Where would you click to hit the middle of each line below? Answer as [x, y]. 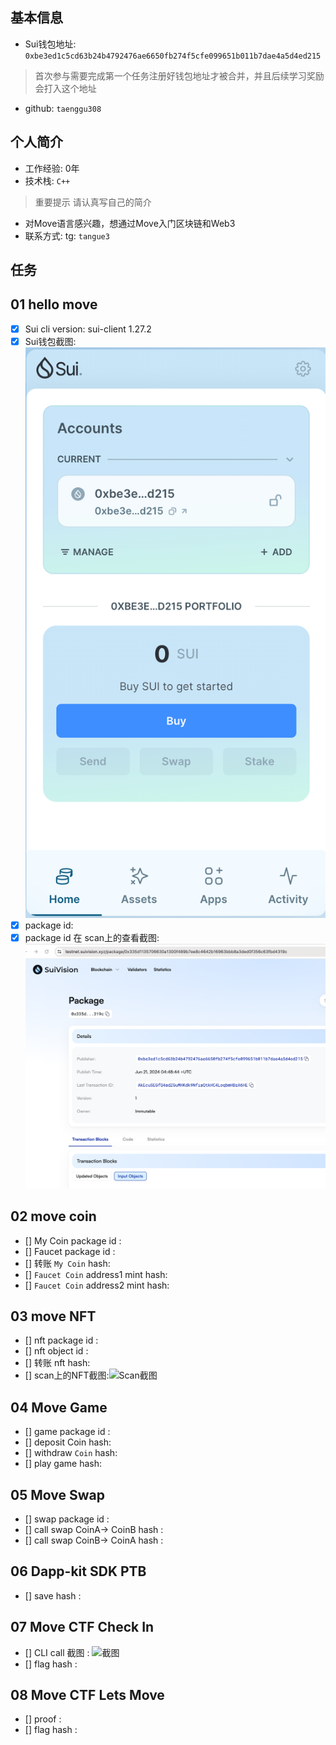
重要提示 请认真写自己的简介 [93, 202]
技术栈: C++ [47, 180]
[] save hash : [53, 1595]
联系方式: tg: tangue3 [67, 235]
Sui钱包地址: [50, 44]
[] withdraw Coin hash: [71, 1453]
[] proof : [43, 1719]
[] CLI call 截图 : [57, 1652]
